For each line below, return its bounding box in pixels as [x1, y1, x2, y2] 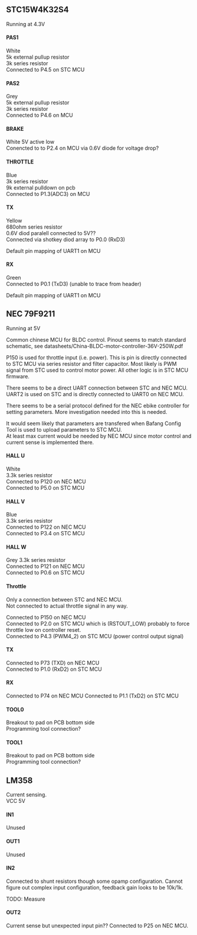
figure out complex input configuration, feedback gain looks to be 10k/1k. [6, 883, 183, 891]
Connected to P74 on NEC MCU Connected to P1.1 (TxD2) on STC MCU [6, 692, 179, 699]
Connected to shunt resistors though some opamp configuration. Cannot [6, 878, 183, 885]
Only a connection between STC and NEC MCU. [6, 596, 123, 603]
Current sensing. [6, 791, 47, 798]
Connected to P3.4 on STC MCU [6, 530, 86, 537]
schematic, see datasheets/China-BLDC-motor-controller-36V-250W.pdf [6, 342, 183, 349]
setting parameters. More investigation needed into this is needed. [6, 408, 168, 415]
